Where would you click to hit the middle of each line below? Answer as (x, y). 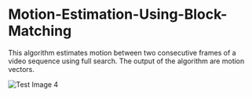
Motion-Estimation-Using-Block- (118, 14)
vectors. (22, 69)
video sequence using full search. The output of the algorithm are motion (126, 61)
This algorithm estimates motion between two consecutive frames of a (122, 52)
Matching (40, 31)
